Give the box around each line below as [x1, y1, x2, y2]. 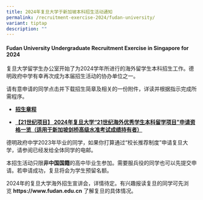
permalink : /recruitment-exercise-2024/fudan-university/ [6, 15, 155, 21]
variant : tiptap [6, 20, 47, 26]
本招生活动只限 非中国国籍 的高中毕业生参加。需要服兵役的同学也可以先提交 [6, 160, 192, 167]
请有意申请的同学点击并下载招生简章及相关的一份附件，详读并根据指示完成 [6, 85, 192, 92]
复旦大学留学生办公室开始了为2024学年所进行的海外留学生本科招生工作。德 [6, 65, 195, 73]
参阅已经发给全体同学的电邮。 [22, 146, 97, 154]
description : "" [6, 25, 47, 32]
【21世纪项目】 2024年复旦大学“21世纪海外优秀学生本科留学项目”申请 [14, 118, 190, 126]
